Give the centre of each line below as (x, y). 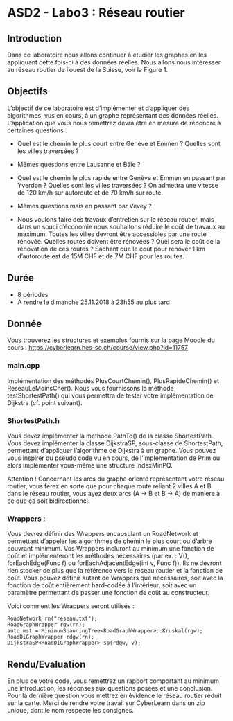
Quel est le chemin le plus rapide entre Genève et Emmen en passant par (121, 177)
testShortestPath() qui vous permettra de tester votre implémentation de (110, 395)
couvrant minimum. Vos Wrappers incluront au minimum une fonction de (111, 549)
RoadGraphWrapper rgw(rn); (46, 625)
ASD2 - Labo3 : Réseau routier (96, 13)
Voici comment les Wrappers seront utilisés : (71, 606)
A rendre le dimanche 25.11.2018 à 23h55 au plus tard (93, 302)
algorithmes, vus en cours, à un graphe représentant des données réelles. (113, 115)
